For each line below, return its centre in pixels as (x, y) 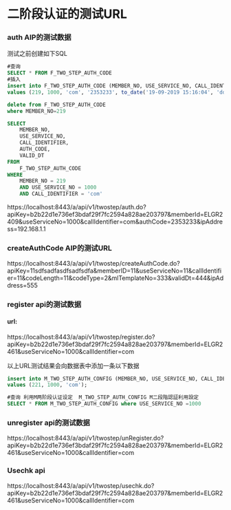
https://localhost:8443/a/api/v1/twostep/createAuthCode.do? (93, 264)
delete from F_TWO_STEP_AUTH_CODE (57, 105)
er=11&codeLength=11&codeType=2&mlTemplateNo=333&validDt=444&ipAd (115, 278)
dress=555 (22, 286)
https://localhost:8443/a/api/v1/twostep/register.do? (81, 337)
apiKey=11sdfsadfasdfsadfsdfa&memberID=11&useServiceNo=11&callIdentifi (114, 271)
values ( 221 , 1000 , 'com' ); (47, 385)
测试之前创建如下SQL (37, 54)
